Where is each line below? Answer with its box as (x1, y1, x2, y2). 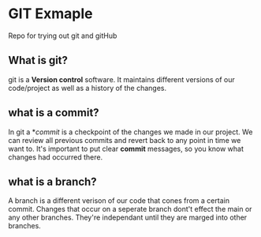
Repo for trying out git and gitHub (8, 31, 117, 40)
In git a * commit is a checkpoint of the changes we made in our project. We (8, 127, 253, 137)
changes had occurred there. (8, 152, 103, 162)
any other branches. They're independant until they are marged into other (8, 213, 248, 222)
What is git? (8, 54, 69, 67)
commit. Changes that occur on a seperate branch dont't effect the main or (8, 205, 252, 214)
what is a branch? (8, 175, 97, 188)
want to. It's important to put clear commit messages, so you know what (8, 144, 244, 153)
